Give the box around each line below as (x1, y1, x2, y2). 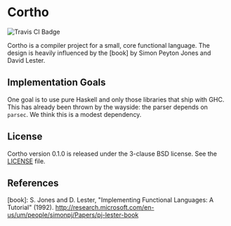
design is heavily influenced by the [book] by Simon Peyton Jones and (7, 49, 211, 57)
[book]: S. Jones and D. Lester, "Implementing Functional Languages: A (7, 196, 214, 204)
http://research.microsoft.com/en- (55, 203, 154, 212)
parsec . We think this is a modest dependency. (7, 110, 142, 118)
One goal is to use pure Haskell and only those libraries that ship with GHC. (7, 95, 225, 103)
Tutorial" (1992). (7, 203, 54, 212)
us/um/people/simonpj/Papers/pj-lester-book (7, 211, 139, 219)
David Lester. (7, 56, 46, 64)
